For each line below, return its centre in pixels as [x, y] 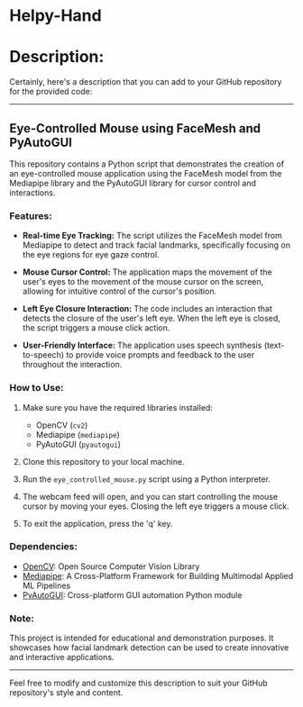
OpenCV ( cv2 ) [62, 425]
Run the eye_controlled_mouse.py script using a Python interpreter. [146, 479]
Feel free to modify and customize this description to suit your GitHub [138, 683]
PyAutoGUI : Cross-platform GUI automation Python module [132, 594]
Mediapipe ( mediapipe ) [78, 434]
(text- [274, 345]
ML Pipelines [46, 585]
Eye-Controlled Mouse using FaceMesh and [135, 128]
